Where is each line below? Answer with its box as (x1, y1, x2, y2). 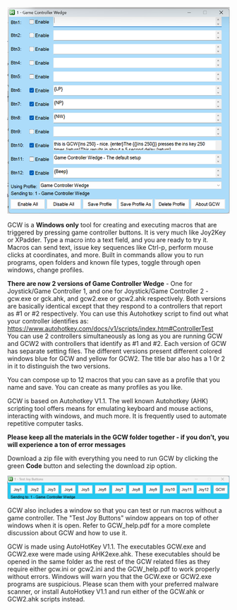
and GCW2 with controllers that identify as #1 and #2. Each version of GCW (7, 339, 227, 347)
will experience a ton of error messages (7, 440, 126, 448)
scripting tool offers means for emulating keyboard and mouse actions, (7, 404, 214, 412)
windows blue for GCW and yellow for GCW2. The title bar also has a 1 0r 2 (7, 354, 226, 363)
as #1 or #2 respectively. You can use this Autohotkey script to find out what (7, 309, 229, 318)
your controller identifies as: (7, 316, 90, 325)
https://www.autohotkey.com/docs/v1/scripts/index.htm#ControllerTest (7, 324, 214, 333)
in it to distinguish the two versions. (7, 361, 111, 370)
